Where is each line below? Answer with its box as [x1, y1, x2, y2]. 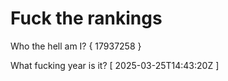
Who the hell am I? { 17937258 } [10, 40, 142, 52]
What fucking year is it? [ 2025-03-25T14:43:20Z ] [10, 59, 220, 71]
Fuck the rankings [10, 7, 163, 30]
